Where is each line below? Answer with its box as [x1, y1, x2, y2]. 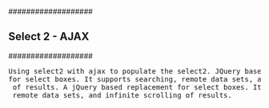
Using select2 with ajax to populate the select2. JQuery [8, 66, 241, 75]
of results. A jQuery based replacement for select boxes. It [12, 82, 262, 91]
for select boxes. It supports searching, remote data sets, [8, 74, 254, 83]
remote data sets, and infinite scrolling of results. [12, 90, 232, 99]
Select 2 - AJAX [8, 30, 90, 43]
